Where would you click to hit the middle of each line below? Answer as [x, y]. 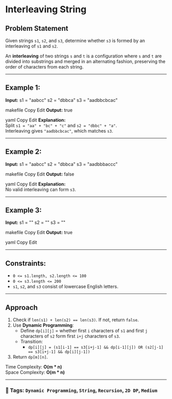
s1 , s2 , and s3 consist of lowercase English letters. [66, 287]
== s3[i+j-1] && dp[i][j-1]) [59, 352]
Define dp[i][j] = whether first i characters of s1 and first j [84, 331]
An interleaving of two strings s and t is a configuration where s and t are [84, 56]
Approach [21, 308]
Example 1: [23, 88]
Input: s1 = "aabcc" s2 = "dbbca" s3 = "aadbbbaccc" [61, 164]
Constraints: [26, 263]
